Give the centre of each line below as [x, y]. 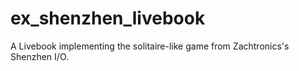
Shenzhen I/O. [40, 56]
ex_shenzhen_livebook [108, 18]
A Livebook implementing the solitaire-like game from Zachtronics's [150, 46]
